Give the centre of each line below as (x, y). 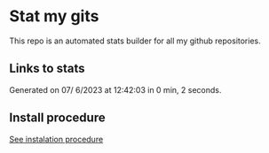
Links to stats (47, 69)
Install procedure (57, 118)
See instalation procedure (56, 139)
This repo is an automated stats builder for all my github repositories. (135, 41)
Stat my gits (54, 16)
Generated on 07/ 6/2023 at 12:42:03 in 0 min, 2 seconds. (115, 89)
